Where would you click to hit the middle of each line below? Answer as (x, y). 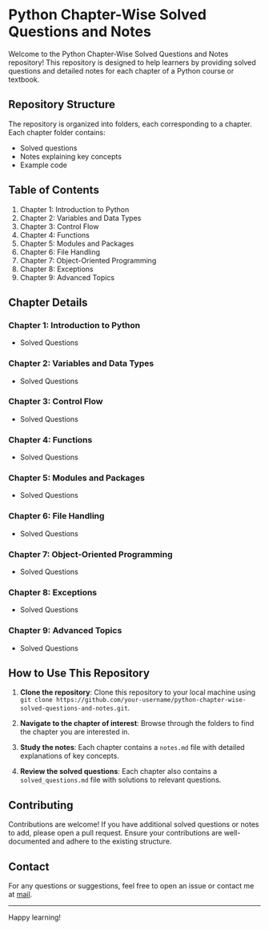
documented (29, 841)
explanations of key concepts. (70, 756)
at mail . (20, 895)
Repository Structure (62, 104)
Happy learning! (35, 917)
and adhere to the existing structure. (112, 841)
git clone (36, 700)
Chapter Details (48, 302)
